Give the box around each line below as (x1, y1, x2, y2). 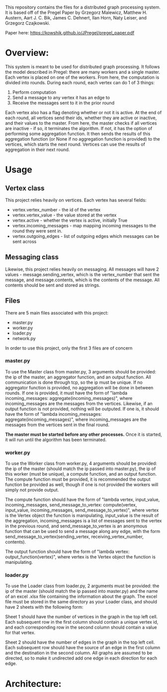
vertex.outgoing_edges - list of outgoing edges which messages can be (12, 233, 160, 239)
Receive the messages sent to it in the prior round (12, 100, 115, 106)
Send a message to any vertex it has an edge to (12, 94, 110, 100)
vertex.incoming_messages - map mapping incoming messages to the (12, 222, 157, 228)
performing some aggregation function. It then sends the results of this (5, 131, 151, 137)
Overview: (5, 47, 49, 59)
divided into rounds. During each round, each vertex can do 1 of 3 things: (5, 79, 155, 85)
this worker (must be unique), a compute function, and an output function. (5, 471, 157, 477)
